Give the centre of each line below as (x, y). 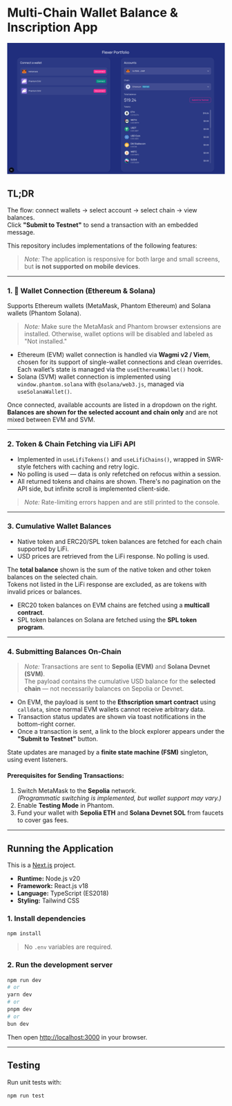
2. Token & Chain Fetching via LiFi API (71, 444)
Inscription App (52, 27)
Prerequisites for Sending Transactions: (66, 775)
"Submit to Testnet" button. (58, 739)
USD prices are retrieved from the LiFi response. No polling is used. (113, 556)
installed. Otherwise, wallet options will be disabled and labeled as (118, 334)
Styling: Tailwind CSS (48, 900)
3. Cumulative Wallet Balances (59, 526)
